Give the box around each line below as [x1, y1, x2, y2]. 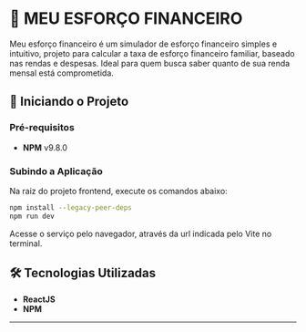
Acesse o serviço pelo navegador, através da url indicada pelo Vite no [9, 228, 272, 239]
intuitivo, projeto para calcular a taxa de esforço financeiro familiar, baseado [9, 47, 295, 58]
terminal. [9, 237, 43, 249]
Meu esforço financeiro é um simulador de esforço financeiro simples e [9, 38, 278, 49]
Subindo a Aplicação [9, 164, 103, 177]
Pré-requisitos [9, 121, 75, 134]
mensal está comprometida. [9, 67, 114, 78]
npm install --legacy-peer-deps [9, 202, 132, 213]
